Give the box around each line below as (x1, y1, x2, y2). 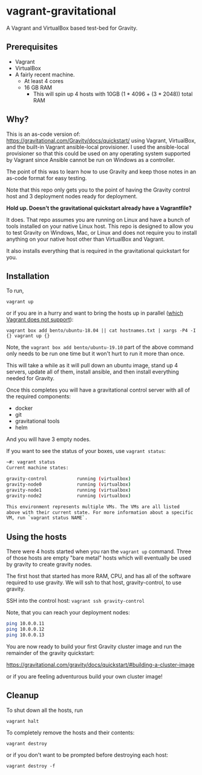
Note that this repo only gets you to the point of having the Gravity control (6, 186, 191, 193)
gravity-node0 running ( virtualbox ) (6, 481, 131, 488)
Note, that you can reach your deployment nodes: (6, 609, 130, 616)
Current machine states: (6, 465, 69, 471)
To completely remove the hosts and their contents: (6, 729, 135, 736)
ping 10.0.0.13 (6, 632, 45, 638)
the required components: (6, 393, 71, 400)
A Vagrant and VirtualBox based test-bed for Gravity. (6, 24, 138, 32)
